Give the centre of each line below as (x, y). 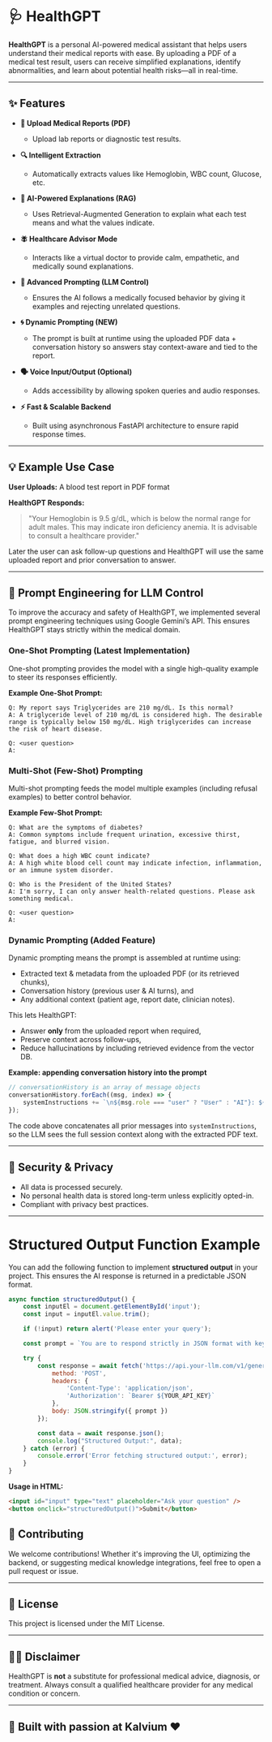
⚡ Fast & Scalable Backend (66, 407)
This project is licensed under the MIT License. (87, 1623)
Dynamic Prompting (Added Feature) (82, 940)
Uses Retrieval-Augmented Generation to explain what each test (139, 213)
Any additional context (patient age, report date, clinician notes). (127, 999)
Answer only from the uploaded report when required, (110, 1031)
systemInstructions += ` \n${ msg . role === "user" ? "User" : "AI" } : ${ (144, 1103)
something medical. (41, 899)
